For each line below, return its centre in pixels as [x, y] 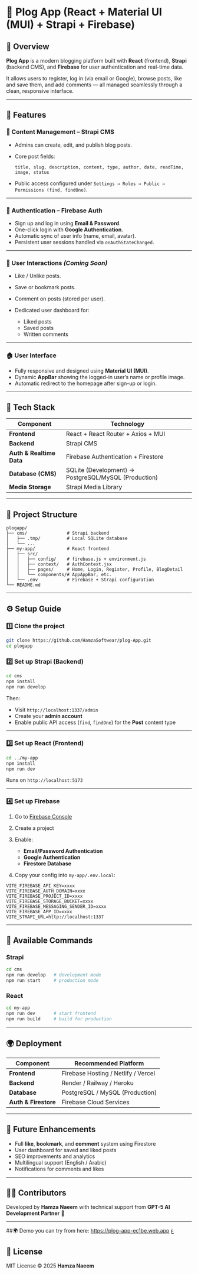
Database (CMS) [33, 474]
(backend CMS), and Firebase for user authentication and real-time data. [95, 67]
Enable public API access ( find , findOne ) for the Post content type [95, 722]
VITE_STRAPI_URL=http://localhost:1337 [55, 917]
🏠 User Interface [32, 355]
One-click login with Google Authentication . [69, 229]
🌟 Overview [28, 46]
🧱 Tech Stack [31, 407]
